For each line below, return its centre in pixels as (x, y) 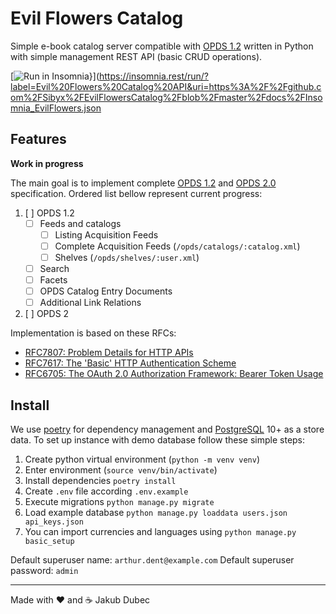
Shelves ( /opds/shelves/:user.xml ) (127, 257)
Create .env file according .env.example (106, 491)
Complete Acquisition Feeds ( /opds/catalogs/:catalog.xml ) (177, 246)
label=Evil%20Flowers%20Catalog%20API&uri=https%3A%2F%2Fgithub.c (166, 86)
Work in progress (47, 163)
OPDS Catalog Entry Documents (106, 291)
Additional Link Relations (90, 303)
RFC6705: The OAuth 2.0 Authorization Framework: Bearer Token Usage (174, 374)
